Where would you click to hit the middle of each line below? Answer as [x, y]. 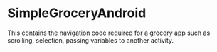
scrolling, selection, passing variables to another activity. [91, 40]
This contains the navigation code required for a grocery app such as [109, 33]
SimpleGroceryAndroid [77, 13]
